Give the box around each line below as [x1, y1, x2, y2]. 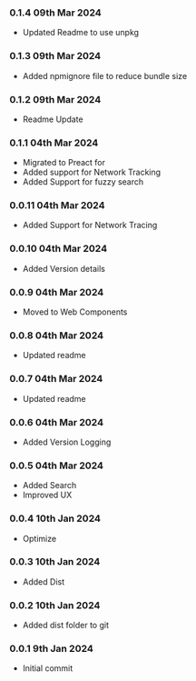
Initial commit [22, 663, 73, 674]
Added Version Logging [22, 436, 112, 447]
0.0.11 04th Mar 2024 [9, 199, 105, 212]
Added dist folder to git [22, 620, 109, 631]
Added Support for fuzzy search [22, 176, 144, 187]
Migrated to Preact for [22, 157, 106, 168]
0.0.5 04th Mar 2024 [9, 459, 104, 472]
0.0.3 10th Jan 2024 [9, 556, 101, 568]
